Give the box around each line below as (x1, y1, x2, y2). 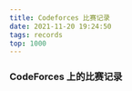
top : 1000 (9, 38, 47, 48)
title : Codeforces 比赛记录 (9, 13, 111, 23)
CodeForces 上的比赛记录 (9, 70, 123, 83)
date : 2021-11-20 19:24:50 (9, 22, 112, 31)
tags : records (9, 30, 64, 39)
